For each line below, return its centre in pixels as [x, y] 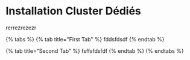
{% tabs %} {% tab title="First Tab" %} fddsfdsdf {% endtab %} [85, 39]
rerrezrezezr [21, 28]
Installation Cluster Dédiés [73, 11]
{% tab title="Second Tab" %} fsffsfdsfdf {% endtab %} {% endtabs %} [95, 51]
